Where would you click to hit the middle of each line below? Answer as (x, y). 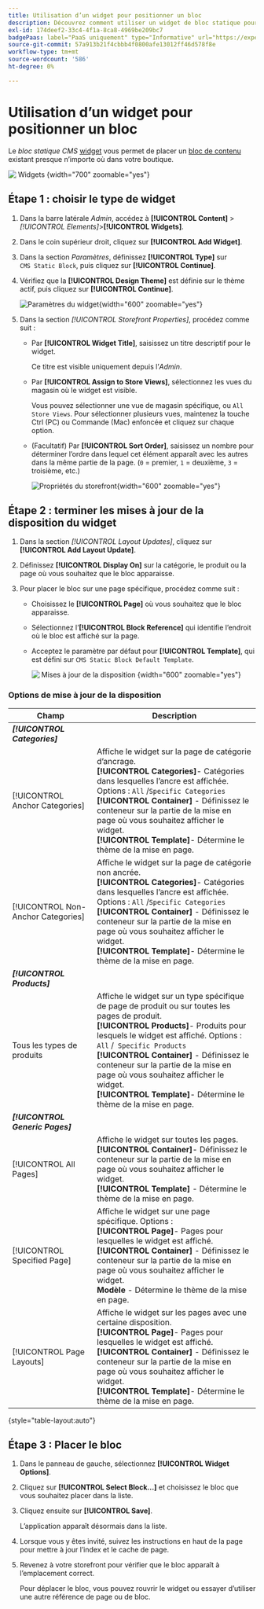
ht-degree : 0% (31, 67)
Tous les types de (45, 1045)
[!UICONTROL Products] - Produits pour (172, 1025)
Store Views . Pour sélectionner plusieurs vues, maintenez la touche (140, 413)
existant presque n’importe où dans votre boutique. (91, 159)
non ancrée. (119, 872)
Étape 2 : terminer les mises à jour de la (106, 511)
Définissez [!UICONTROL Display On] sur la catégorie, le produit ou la (133, 565)
